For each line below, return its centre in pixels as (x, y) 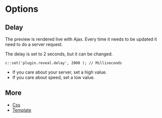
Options (22, 9)
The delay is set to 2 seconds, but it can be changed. (59, 54)
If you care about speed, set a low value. (53, 77)
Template (22, 110)
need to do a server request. (34, 44)
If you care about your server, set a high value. (60, 72)
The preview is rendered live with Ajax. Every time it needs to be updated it (81, 39)
